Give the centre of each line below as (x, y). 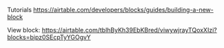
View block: (24, 30)
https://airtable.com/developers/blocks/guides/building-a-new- (123, 10)
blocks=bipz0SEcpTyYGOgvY (49, 37)
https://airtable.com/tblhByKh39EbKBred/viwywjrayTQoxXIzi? (129, 30)
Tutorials (20, 10)
